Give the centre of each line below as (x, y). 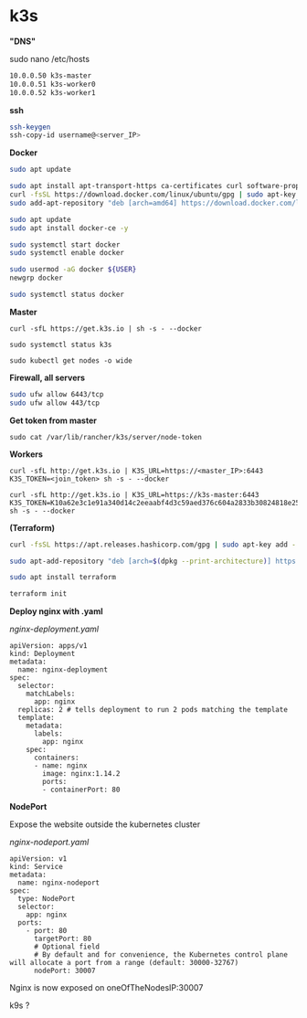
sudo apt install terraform (63, 578)
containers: (56, 758)
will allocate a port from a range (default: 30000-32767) (124, 963)
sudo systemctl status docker (67, 295)
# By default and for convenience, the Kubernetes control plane (160, 955)
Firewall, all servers (47, 377)
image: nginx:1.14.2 (81, 774)
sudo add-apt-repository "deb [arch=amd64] (94, 203)
